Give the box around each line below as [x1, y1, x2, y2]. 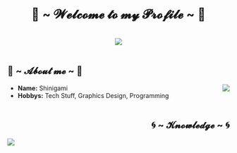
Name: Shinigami [17, 84, 68, 92]
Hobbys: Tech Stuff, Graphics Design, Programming [17, 91, 169, 99]
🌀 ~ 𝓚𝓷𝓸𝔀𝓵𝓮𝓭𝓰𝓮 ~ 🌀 [151, 119, 230, 131]
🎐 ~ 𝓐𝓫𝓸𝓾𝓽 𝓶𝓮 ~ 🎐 [7, 65, 83, 77]
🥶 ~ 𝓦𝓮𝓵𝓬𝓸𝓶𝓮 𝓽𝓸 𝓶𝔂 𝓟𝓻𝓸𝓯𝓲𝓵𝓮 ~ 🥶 [31, 6, 206, 23]
